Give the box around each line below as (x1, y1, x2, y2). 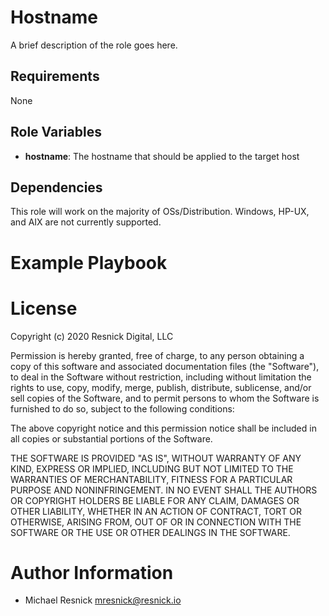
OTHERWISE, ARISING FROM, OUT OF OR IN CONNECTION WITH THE (10, 516, 302, 528)
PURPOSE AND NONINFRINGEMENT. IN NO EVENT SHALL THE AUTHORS (10, 484, 318, 496)
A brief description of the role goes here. (10, 39, 178, 51)
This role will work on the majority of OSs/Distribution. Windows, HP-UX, (10, 206, 310, 218)
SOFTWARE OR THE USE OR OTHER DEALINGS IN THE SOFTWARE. (10, 526, 291, 538)
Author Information (10, 561, 174, 584)
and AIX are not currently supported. (10, 216, 162, 228)
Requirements (10, 68, 100, 85)
